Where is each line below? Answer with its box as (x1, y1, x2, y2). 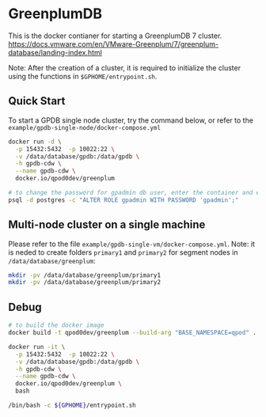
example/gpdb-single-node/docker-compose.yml (8, 123, 161, 131)
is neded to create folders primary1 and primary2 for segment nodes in (8, 247, 239, 257)
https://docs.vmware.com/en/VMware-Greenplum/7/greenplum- (8, 39, 219, 48)
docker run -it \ (8, 343, 66, 351)
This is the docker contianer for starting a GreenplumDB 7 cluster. (8, 31, 222, 40)
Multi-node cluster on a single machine (8, 218, 206, 232)
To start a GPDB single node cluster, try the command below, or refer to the (8, 116, 253, 125)
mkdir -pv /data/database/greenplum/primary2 (8, 279, 161, 286)
